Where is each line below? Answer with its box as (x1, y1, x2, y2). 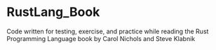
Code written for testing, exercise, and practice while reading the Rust (6, 27, 209, 35)
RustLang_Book (6, 4, 100, 20)
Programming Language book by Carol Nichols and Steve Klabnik (6, 34, 196, 42)
